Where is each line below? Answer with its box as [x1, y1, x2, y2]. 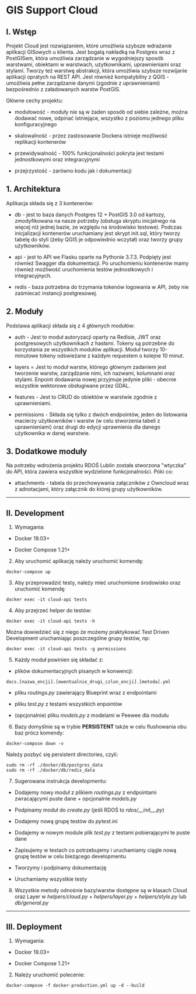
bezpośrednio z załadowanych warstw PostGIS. [6, 86, 121, 92]
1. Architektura [6, 184, 61, 194]
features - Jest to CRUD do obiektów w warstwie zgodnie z [14, 393, 157, 401]
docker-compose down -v [6, 741, 64, 747]
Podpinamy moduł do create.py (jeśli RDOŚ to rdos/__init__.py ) [14, 806, 164, 813]
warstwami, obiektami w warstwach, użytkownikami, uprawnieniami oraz [6, 61, 181, 68]
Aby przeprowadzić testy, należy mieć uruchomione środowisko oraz [14, 579, 181, 586]
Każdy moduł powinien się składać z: [14, 656, 104, 664]
